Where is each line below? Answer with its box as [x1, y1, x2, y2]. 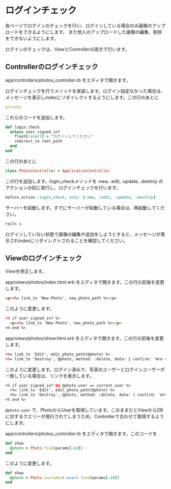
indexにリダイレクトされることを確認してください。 [18, 237, 128, 243]
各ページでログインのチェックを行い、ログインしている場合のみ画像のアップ [5, 22, 166, 29]
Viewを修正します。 [5, 268, 47, 275]
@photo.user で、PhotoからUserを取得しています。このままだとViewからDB [5, 407, 163, 413]
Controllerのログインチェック [5, 62, 98, 71]
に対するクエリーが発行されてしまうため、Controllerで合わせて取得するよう [5, 413, 164, 420]
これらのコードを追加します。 [5, 114, 68, 120]
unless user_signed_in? [10, 129, 60, 134]
